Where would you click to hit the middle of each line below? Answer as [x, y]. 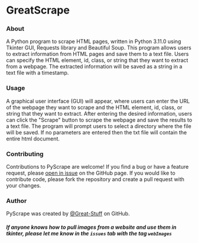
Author [17, 201]
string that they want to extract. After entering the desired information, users [99, 113]
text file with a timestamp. [38, 73]
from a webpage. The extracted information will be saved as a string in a [94, 67]
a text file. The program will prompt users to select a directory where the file [99, 126]
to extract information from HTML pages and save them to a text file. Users [98, 54]
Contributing [25, 154]
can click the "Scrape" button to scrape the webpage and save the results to [99, 120]
